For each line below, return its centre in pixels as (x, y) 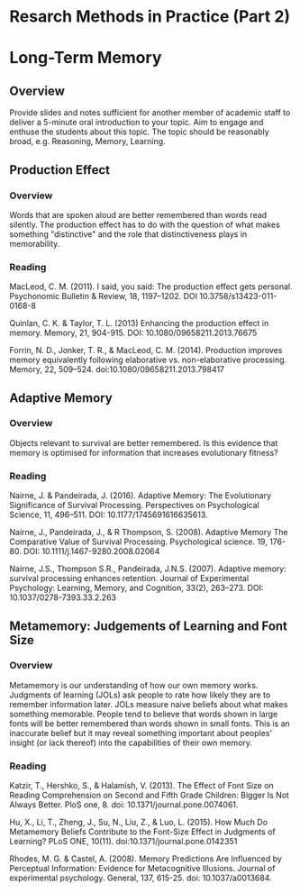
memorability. (35, 243)
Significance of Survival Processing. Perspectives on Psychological (134, 505)
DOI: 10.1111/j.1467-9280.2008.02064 (92, 551)
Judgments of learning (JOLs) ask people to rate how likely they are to (140, 695)
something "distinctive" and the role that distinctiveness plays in (128, 234)
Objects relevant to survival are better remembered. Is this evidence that (144, 442)
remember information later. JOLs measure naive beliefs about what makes (149, 704)
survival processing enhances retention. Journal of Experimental (129, 578)
